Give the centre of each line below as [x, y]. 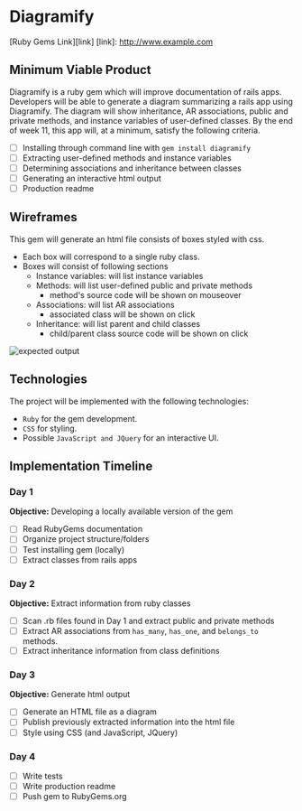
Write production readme [69, 786]
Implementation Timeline [81, 466]
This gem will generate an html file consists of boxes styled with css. [137, 239]
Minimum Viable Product [80, 70]
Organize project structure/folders [86, 539]
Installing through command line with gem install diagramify [136, 147]
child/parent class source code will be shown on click [149, 333]
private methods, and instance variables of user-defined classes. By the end [151, 120]
